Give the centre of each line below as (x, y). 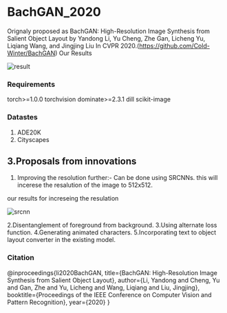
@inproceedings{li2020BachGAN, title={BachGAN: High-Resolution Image (112, 272)
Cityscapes (33, 139)
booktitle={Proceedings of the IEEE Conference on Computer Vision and (109, 294)
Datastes (22, 117)
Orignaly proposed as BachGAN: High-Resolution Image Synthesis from (109, 31)
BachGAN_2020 (54, 12)
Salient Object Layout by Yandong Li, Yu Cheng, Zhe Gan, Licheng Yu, (106, 38)
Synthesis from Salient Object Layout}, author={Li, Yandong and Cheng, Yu (113, 280)
